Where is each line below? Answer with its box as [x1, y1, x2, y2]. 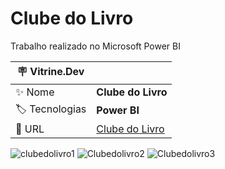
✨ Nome [15, 85, 55, 99]
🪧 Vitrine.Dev [16, 64, 85, 78]
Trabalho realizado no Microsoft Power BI [10, 40, 182, 52]
